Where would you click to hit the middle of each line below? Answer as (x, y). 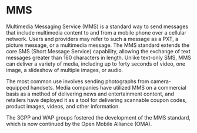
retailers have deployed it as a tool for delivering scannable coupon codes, (96, 100)
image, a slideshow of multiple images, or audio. (65, 70)
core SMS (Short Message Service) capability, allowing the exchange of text (98, 51)
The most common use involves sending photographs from (78, 81)
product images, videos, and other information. (63, 106)
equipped (18, 87)
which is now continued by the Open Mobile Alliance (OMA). (79, 124)
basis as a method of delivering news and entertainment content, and (90, 94)
